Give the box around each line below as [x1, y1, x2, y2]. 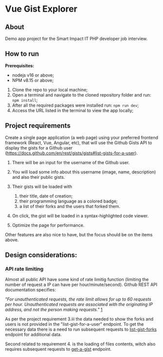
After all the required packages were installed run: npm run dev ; [12, 102, 139, 108]
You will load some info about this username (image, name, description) [12, 169, 156, 175]
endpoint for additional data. [5, 332, 62, 338]
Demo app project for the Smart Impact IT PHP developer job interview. [5, 36, 148, 41]
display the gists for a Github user [5, 145, 73, 150]
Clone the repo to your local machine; [12, 87, 88, 93]
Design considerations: [5, 251, 77, 259]
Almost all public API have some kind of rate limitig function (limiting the [5, 277, 149, 282]
